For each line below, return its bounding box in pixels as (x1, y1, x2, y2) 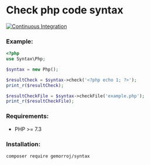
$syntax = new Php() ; (6, 66, 59, 72)
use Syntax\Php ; (6, 56, 46, 62)
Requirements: (6, 112, 49, 120)
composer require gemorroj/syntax (6, 153, 90, 159)
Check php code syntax (6, 3, 124, 17)
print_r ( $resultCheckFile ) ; (6, 99, 75, 104)
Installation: (6, 140, 41, 148)
